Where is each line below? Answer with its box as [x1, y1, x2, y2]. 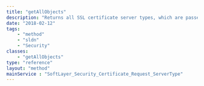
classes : [6, 48, 29, 55]
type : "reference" [6, 59, 53, 65]
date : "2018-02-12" [6, 20, 56, 26]
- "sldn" [17, 37, 39, 43]
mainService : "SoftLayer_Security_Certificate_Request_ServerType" [6, 71, 183, 77]
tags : [6, 25, 20, 32]
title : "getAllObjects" [6, 8, 67, 15]
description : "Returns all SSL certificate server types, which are [6, 15, 183, 21]
